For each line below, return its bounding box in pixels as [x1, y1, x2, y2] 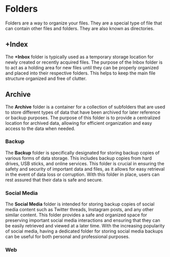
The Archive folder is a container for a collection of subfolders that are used [5, 104, 165, 110]
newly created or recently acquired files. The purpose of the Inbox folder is [5, 59, 163, 65]
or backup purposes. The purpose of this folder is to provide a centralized [5, 114, 160, 120]
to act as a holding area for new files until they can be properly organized [5, 64, 159, 70]
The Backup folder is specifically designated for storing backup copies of [5, 149, 160, 156]
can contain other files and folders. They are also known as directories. [5, 25, 154, 31]
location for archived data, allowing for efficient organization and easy [5, 120, 152, 126]
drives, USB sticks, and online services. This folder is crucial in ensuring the [5, 160, 164, 166]
